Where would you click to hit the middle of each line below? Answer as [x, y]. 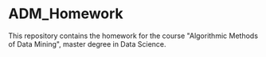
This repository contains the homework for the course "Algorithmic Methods [133, 36]
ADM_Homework [66, 14]
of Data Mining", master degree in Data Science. [87, 44]
